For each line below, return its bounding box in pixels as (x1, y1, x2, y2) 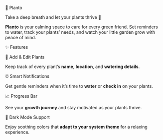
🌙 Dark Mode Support (5, 114, 50, 120)
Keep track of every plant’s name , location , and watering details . (5, 64, 140, 70)
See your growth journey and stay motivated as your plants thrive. (5, 105, 142, 110)
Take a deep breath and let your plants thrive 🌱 (5, 14, 101, 20)
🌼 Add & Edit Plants (5, 54, 45, 60)
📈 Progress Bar (5, 93, 38, 99)
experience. (5, 129, 30, 135)
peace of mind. (5, 35, 36, 40)
